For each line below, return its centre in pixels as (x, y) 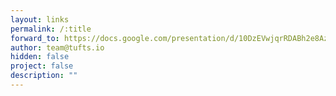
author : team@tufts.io (57, 47)
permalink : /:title (51, 29)
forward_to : (35, 38)
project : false (42, 66)
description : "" (44, 76)
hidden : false (40, 57)
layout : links (40, 19)
